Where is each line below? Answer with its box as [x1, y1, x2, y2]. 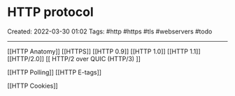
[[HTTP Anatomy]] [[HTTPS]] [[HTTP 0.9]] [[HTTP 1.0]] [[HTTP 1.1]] [7, 47, 201, 56]
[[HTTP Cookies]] [7, 81, 58, 90]
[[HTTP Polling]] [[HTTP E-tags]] [7, 67, 102, 77]
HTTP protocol [7, 4, 94, 20]
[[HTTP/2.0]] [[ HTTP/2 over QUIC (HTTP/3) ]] [7, 54, 141, 63]
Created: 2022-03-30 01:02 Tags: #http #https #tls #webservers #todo [7, 27, 213, 35]
